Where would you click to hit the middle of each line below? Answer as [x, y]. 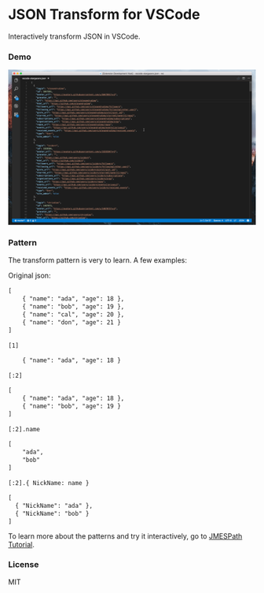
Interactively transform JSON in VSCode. [74, 36]
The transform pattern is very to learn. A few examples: [97, 260]
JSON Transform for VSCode [104, 15]
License [24, 565]
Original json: [29, 275]
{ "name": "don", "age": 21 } [72, 322]
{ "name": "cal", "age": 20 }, [73, 314]
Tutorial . [22, 544]
